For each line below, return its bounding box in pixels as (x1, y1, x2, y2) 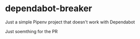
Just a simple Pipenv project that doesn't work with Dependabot (5, 19, 135, 25)
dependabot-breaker (5, 3, 92, 14)
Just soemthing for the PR (5, 28, 58, 34)
